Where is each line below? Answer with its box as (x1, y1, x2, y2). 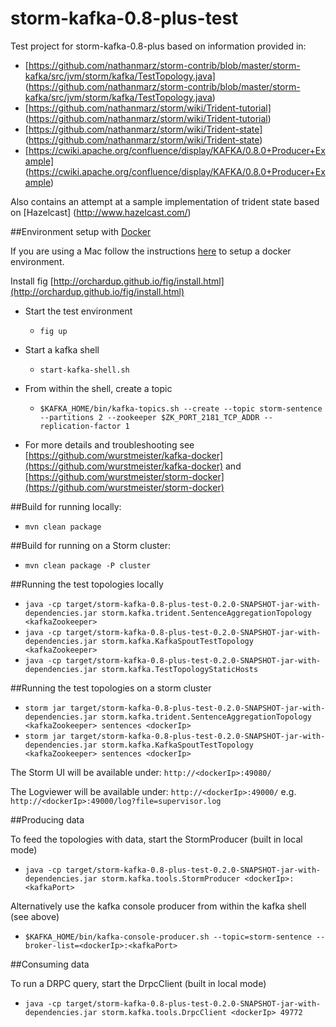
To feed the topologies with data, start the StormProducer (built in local (10, 833, 303, 845)
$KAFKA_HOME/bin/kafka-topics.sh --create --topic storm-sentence (39, 403, 323, 414)
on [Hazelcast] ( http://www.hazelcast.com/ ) (10, 206, 192, 218)
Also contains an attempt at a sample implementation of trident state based (10, 195, 320, 207)
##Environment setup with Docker (10, 225, 152, 237)
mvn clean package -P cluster (24, 560, 152, 571)
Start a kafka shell (24, 343, 100, 356)
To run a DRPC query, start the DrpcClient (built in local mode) (10, 977, 267, 989)
